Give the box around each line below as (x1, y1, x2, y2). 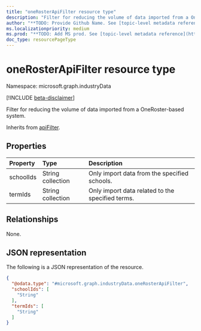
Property (9, 159, 35, 167)
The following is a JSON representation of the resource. (6, 264, 144, 271)
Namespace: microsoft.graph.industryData (6, 82, 112, 90)
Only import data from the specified (89, 169, 189, 177)
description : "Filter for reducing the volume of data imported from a (6, 14, 188, 20)
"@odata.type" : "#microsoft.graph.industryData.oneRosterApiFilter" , (11, 281, 188, 287)
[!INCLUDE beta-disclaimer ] (6, 94, 75, 101)
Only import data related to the (89, 186, 175, 195)
